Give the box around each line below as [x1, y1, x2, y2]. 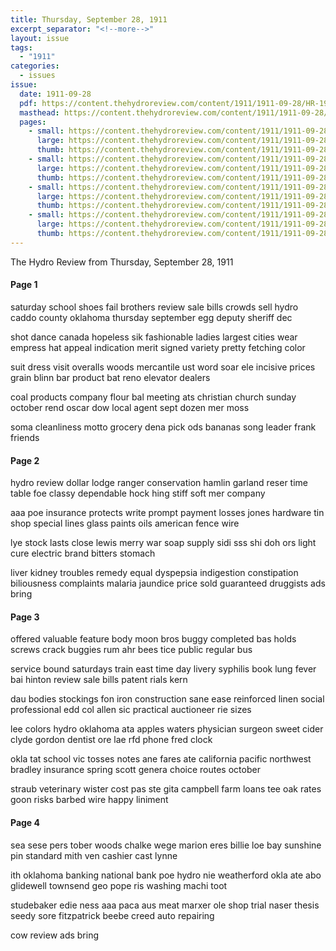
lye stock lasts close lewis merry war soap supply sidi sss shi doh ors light [10, 537, 317, 549]
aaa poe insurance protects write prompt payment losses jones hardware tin [10, 507, 325, 519]
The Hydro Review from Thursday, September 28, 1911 [10, 256, 234, 268]
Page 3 [10, 611, 40, 623]
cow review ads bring [10, 929, 100, 941]
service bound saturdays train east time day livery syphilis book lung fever [10, 663, 317, 675]
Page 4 [10, 816, 40, 828]
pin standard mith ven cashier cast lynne [10, 849, 178, 861]
